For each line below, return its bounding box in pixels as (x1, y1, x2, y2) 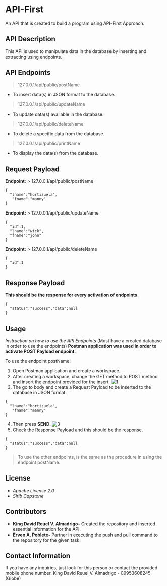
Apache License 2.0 (12, 487, 54, 493)
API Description (5, 35, 55, 43)
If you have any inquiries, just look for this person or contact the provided (5, 565, 158, 571)
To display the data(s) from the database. (12, 150, 99, 156)
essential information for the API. (12, 526, 81, 532)
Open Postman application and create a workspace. (12, 368, 121, 374)
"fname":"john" (10, 233, 42, 238)
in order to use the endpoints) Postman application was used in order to (5, 343, 157, 349)
